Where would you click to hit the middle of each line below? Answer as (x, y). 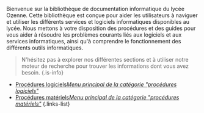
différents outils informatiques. (45, 48)
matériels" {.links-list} (42, 104)
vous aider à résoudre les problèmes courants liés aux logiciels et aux (94, 35)
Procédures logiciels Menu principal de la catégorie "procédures (96, 84)
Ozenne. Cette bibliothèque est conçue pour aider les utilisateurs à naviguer (102, 15)
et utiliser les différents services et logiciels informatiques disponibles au (98, 22)
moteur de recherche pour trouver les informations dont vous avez (105, 66)
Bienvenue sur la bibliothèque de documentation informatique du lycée (96, 9)
